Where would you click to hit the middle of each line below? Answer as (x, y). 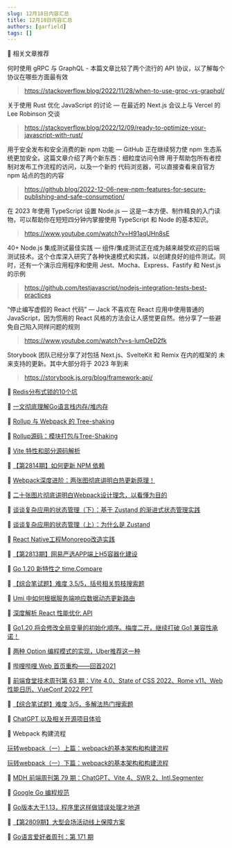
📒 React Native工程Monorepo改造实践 (61, 539)
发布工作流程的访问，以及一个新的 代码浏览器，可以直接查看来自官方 (117, 167)
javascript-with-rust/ (53, 135)
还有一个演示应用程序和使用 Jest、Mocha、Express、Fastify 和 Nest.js (120, 265)
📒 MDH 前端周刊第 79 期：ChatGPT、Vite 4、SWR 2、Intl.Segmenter (106, 778)
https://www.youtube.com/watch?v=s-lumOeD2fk (96, 341)
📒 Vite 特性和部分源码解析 (44, 451)
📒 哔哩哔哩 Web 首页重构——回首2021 (62, 666)
